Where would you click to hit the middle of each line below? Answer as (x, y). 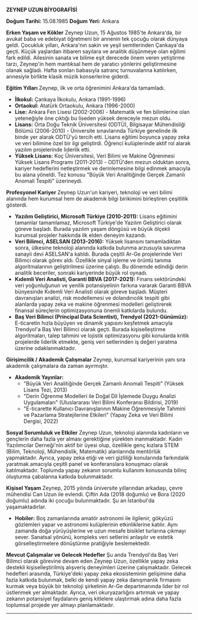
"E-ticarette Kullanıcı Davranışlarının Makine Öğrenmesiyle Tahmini (104, 409)
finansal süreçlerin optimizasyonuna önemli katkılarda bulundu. (91, 310)
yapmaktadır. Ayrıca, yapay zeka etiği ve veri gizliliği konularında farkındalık (98, 458)
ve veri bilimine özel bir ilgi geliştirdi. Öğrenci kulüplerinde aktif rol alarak (103, 143)
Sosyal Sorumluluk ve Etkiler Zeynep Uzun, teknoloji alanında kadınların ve (98, 433)
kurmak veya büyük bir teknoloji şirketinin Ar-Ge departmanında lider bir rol (98, 586)
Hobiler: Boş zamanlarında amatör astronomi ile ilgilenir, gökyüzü (94, 518)
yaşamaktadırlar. (26, 507)
